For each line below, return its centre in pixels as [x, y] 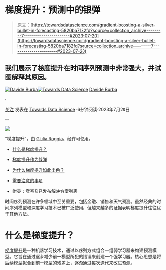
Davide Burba [103, 89]
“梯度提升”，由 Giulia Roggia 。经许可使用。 [49, 138]
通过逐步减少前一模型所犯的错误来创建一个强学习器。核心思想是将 [94, 256]
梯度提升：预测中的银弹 [53, 10]
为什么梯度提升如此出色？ [38, 170]
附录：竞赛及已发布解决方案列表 [45, 191]
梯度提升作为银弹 [30, 159]
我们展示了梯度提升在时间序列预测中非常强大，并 [80, 68]
